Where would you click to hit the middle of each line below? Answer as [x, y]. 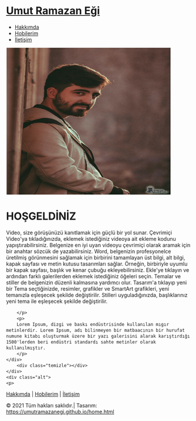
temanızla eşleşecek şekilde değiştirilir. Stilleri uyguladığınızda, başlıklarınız [97, 295]
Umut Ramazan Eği [53, 11]
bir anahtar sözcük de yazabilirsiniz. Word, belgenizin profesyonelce [89, 251]
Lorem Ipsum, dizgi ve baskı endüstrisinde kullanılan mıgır [93, 324]
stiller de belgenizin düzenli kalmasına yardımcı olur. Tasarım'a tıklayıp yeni [97, 282]
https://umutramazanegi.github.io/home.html [60, 412]
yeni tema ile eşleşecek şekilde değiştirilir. [57, 301]
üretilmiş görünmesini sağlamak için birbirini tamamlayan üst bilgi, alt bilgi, [96, 257]
